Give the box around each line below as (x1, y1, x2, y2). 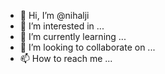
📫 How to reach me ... (19, 53, 113, 64)
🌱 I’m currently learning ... (19, 31, 127, 42)
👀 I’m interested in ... (19, 20, 105, 32)
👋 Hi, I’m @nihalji (19, 10, 90, 21)
